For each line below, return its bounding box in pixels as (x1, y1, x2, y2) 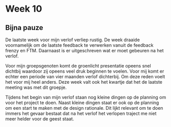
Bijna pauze (5, 23, 43, 32)
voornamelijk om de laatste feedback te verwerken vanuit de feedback (5, 42, 154, 48)
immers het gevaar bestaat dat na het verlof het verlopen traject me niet (5, 110, 157, 116)
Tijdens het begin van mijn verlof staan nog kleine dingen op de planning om (5, 94, 166, 100)
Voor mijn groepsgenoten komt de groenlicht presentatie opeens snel (5, 63, 152, 69)
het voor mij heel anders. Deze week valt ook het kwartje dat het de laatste (5, 79, 162, 85)
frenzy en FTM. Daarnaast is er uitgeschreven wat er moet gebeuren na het (5, 48, 164, 53)
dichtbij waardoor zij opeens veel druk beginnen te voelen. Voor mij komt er (5, 68, 164, 74)
